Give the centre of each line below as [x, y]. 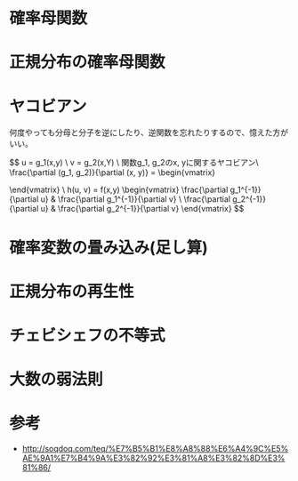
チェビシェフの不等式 [88, 335]
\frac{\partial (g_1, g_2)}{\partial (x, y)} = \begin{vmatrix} [113, 172]
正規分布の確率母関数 [88, 62]
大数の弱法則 [56, 380]
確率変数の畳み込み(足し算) [109, 248]
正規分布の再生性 [72, 291]
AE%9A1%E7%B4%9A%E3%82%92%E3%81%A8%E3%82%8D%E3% [153, 458]
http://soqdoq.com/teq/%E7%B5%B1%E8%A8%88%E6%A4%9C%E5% [155, 449]
